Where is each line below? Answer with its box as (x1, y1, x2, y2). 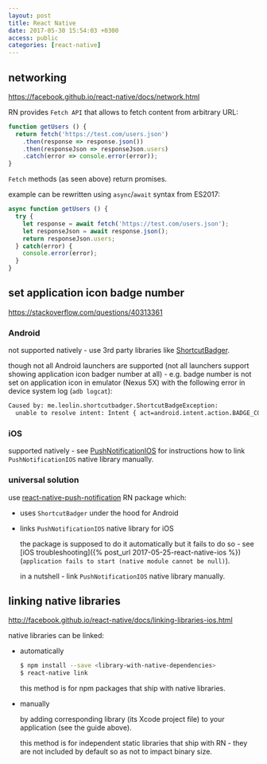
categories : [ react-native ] (8, 41, 102, 49)
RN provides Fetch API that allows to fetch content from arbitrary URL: (8, 107, 238, 116)
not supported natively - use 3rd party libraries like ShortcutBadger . (8, 346, 230, 355)
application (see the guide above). (19, 723, 133, 733)
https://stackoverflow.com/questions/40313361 (8, 308, 163, 317)
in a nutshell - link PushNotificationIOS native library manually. (19, 571, 226, 581)
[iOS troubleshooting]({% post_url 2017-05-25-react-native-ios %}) (19, 547, 241, 557)
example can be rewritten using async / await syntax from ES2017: (8, 190, 220, 199)
